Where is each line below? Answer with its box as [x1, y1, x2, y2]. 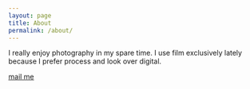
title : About [8, 19, 52, 27]
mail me [8, 72, 34, 82]
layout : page [8, 11, 52, 20]
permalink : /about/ [8, 26, 73, 34]
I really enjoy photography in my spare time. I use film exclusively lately [8, 48, 242, 58]
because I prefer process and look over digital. [8, 56, 162, 66]
